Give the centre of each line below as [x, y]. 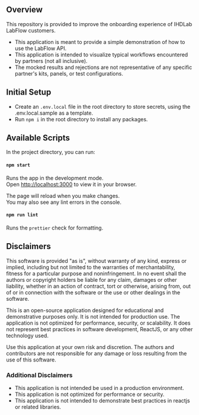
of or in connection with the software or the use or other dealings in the [93, 292]
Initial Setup [29, 92]
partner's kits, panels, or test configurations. [69, 73]
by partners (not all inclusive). [51, 61]
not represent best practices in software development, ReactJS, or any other [99, 329]
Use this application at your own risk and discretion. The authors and [90, 347]
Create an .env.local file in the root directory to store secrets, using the [102, 106]
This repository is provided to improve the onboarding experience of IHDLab [99, 24]
